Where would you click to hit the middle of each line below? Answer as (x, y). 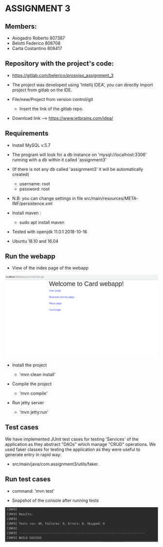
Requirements (27, 133)
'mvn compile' (33, 393)
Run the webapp (30, 256)
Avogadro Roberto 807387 (39, 38)
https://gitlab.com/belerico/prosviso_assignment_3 (63, 75)
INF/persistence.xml (32, 203)
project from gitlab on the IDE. (42, 90)
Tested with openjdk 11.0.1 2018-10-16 (49, 232)
